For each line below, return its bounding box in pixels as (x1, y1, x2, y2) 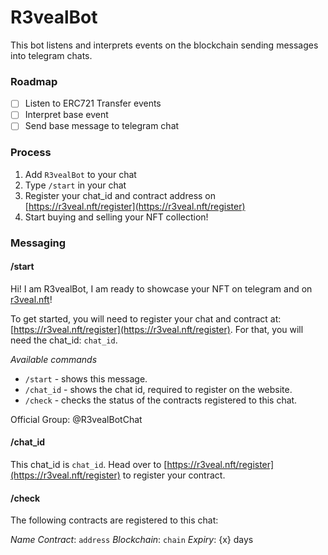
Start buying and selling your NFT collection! (24, 211, 209, 223)
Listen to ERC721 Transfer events (24, 97, 162, 110)
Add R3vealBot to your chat (24, 168, 137, 180)
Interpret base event (24, 109, 109, 121)
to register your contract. (122, 469, 226, 481)
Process (10, 146, 52, 160)
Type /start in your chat (24, 179, 127, 191)
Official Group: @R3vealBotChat (10, 413, 143, 425)
